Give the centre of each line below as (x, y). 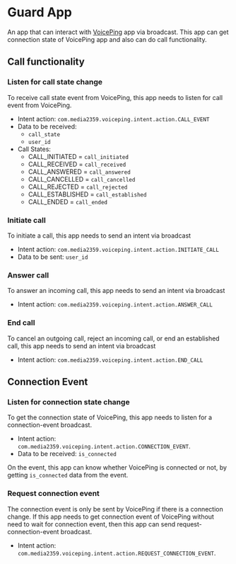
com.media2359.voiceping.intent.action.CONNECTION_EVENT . (104, 446)
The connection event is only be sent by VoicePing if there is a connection (116, 509)
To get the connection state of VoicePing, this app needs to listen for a (110, 418)
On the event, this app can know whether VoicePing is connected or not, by (117, 468)
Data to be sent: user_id (53, 257)
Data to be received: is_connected (67, 454)
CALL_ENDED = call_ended (68, 201)
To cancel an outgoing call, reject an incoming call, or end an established (114, 338)
